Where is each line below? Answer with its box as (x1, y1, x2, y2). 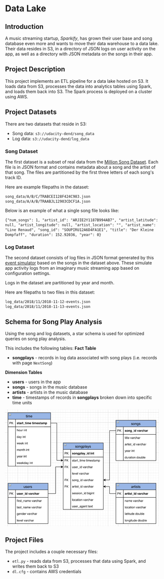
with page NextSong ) (12, 360, 53, 366)
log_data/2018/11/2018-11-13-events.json (5, 304, 91, 309)
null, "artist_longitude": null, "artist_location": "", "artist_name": (5, 222, 156, 228)
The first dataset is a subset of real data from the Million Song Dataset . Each (5, 159, 159, 164)
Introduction (5, 23, 44, 31)
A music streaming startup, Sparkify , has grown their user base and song (5, 35, 152, 41)
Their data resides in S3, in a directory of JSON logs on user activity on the (5, 46, 156, 51)
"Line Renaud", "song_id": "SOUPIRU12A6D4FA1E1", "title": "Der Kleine (5, 227, 154, 232)
